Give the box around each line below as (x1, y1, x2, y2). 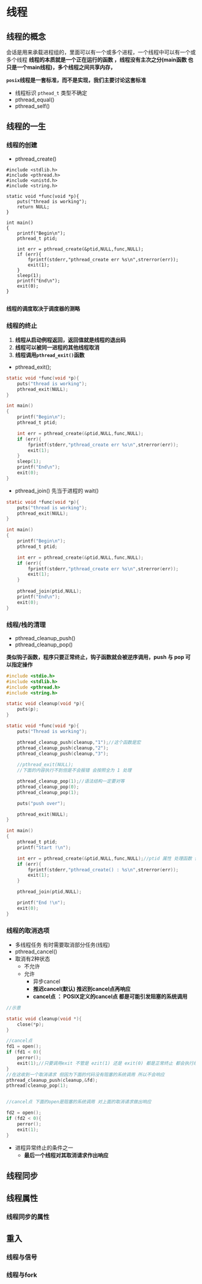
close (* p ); (17, 1021, 44, 1028)
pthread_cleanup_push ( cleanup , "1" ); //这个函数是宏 (17, 739, 141, 745)
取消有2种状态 (14, 955, 50, 962)
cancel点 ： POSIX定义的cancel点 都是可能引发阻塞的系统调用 (32, 993, 188, 1000)
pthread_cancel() (14, 948, 58, 955)
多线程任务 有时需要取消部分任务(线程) (14, 941, 110, 948)
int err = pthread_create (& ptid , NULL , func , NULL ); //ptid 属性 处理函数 (17, 855, 192, 862)
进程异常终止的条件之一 (14, 1144, 73, 1151)
